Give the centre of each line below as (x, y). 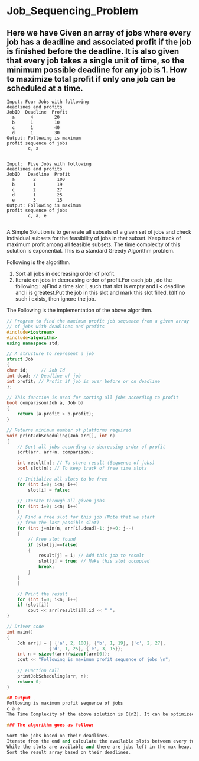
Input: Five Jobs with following (49, 164)
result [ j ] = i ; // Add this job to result (91, 556)
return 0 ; (30, 682)
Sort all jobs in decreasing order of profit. (65, 274)
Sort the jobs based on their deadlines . (58, 736)
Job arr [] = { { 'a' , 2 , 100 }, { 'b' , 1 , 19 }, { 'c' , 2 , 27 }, (92, 643)
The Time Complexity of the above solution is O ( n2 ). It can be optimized (101, 714)
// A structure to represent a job (50, 354)
